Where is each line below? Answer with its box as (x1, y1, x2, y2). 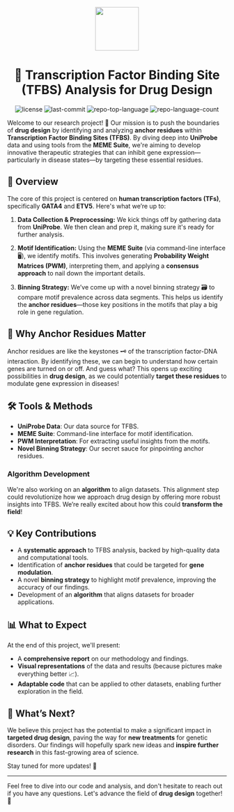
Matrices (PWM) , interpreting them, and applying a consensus (17, 262, 199, 270)
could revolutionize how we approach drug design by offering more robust (7, 493, 221, 501)
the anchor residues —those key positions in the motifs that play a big (17, 300, 218, 308)
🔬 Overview (7, 176, 58, 188)
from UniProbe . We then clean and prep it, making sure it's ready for (17, 223, 214, 231)
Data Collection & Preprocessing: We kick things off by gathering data (17, 215, 221, 223)
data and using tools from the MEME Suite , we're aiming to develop (7, 140, 201, 149)
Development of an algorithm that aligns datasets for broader (17, 590, 194, 599)
